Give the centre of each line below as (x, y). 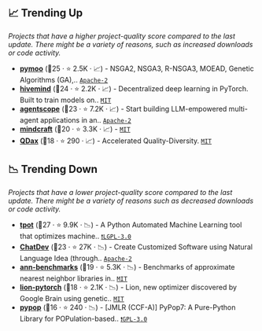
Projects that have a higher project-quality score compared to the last (122, 36)
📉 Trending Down (53, 169)
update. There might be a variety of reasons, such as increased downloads (131, 44)
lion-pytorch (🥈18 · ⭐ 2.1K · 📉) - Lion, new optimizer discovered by (128, 287)
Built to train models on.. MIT (65, 100)
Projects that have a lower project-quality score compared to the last (120, 192)
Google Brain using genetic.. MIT (72, 298)
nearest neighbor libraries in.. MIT (74, 278)
